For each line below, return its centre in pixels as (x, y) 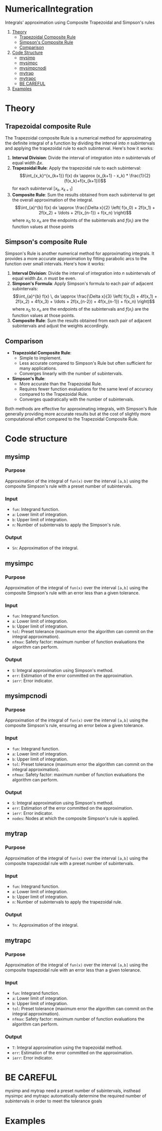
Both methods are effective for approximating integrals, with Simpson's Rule (81, 408)
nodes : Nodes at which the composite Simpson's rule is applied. (75, 818)
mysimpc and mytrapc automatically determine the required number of (76, 1096)
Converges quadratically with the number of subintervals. (77, 399)
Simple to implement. (40, 358)
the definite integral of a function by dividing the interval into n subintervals (80, 143)
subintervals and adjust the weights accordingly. (60, 326)
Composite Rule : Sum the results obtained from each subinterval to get (83, 194)
